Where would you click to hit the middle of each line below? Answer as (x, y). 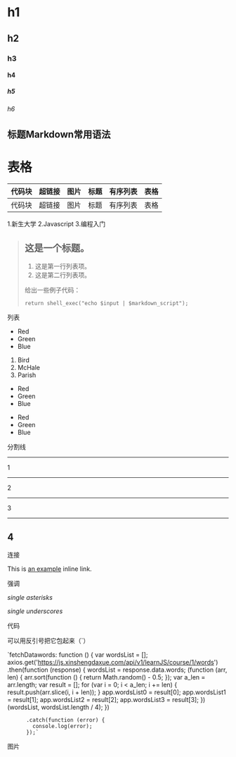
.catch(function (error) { (65, 720)
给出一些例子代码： (52, 290)
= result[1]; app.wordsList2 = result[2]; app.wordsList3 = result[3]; (103, 700)
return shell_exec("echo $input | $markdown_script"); (106, 304)
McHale (29, 368)
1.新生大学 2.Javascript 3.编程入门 (57, 223)
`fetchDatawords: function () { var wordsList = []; (78, 655)
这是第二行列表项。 (63, 275)
